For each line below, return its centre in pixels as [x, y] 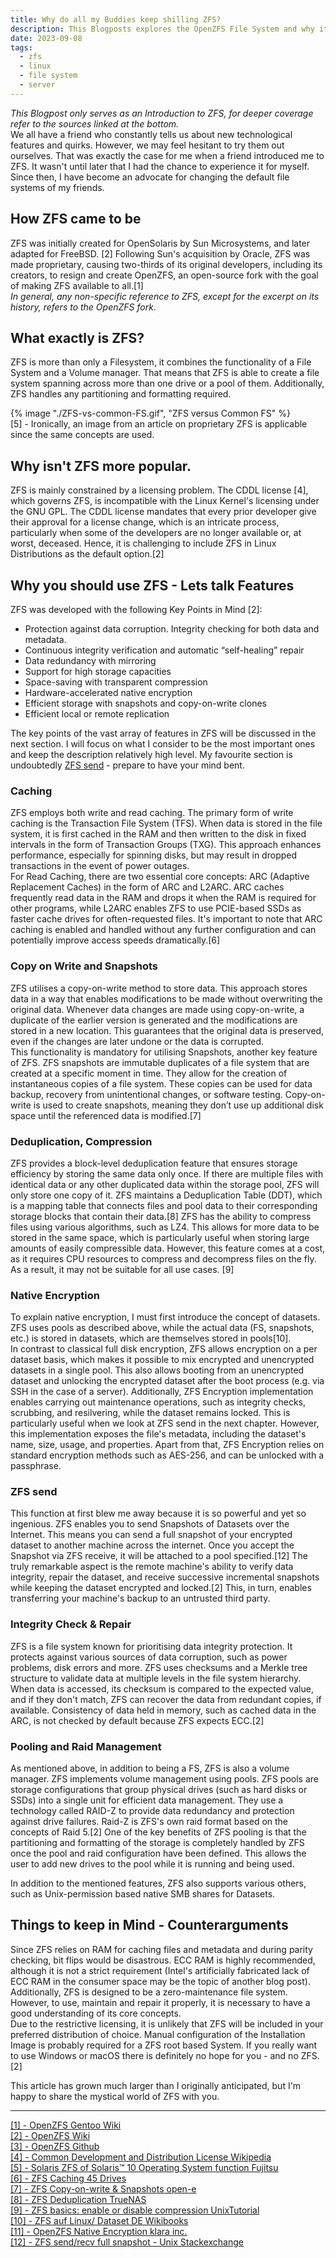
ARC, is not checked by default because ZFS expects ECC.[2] [137, 1720]
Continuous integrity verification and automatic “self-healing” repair [164, 650]
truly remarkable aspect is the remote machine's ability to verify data [152, 1567]
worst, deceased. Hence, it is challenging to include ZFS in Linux [143, 543]
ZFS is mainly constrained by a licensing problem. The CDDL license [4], [159, 490]
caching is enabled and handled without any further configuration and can [163, 930]
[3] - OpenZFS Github [55, 2146]
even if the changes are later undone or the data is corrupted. [137, 1041]
